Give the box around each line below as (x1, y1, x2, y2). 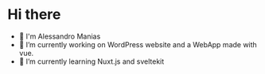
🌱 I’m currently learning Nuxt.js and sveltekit (18, 57, 165, 66)
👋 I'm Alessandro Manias (18, 31, 101, 41)
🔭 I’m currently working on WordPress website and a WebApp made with (18, 39, 258, 49)
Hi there (7, 6, 61, 24)
